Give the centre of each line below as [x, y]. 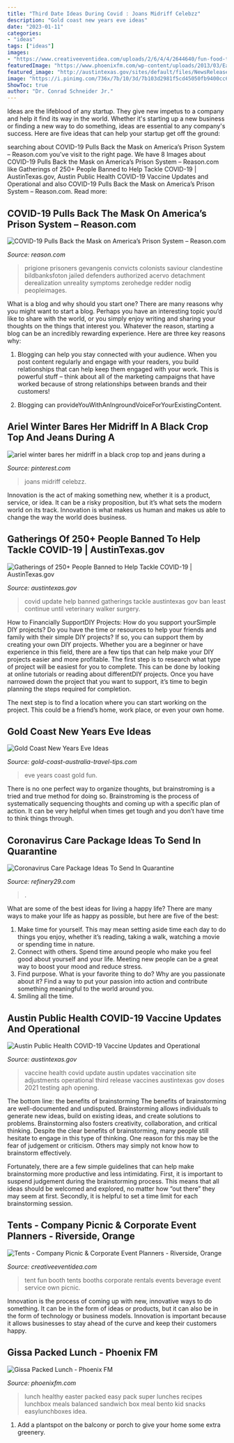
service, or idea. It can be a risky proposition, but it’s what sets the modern [115, 502]
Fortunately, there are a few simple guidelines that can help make [101, 1166]
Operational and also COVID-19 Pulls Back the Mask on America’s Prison [111, 184]
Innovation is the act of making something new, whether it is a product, [109, 495]
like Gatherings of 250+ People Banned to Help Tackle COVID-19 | [102, 169]
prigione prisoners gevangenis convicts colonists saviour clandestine [123, 268]
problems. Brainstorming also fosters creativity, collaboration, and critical [112, 1123]
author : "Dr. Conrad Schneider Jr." [60, 91]
